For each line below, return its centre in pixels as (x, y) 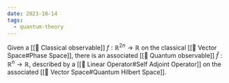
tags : (15, 20)
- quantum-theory (39, 27)
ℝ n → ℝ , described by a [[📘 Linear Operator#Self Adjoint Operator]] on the (114, 63)
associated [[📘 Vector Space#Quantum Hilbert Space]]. (87, 72)
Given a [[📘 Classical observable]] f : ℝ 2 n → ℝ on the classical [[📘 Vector (112, 47)
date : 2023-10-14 (32, 14)
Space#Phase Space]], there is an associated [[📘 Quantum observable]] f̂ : (115, 56)
